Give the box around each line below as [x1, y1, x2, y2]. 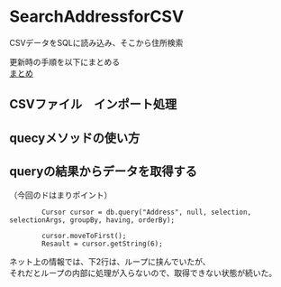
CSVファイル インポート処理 [9, 97, 177, 112]
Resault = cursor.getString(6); [41, 239, 164, 248]
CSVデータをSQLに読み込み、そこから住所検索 [9, 37, 184, 48]
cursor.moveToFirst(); [41, 231, 127, 240]
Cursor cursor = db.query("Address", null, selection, [41, 208, 252, 217]
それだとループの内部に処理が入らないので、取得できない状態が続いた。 [9, 267, 277, 278]
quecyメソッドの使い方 [9, 130, 140, 145]
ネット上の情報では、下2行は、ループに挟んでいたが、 [9, 255, 211, 267]
